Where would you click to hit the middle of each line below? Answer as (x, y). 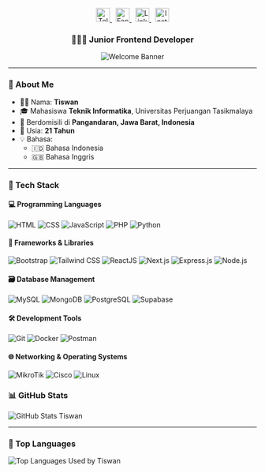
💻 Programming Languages (55, 205)
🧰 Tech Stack (34, 185)
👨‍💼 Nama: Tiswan (49, 102)
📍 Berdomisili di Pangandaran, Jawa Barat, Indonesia (107, 122)
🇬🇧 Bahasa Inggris (63, 156)
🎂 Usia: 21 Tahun (47, 130)
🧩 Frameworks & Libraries (51, 243)
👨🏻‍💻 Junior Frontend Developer (132, 39)
